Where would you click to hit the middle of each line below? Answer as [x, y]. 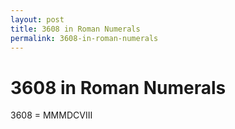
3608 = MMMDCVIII [51, 115]
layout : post [37, 19]
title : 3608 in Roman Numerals [75, 29]
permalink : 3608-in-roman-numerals [84, 38]
